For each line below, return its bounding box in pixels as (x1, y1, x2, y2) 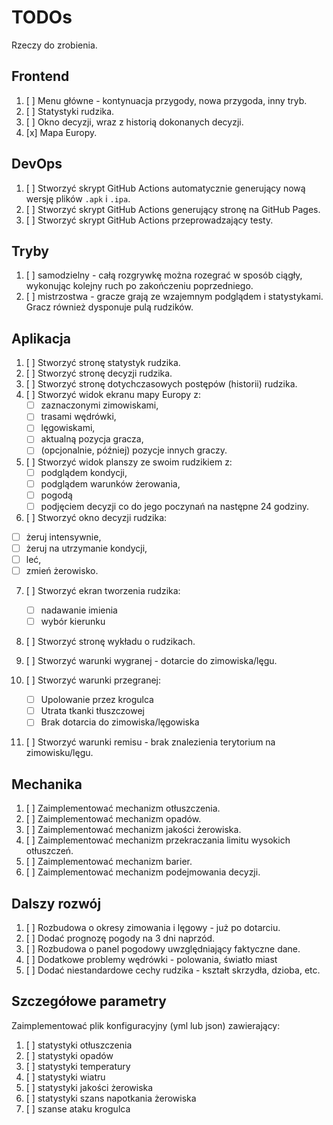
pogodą (40, 489, 73, 501)
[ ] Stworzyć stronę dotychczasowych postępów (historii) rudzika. (25, 378, 298, 390)
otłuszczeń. (25, 845, 74, 857)
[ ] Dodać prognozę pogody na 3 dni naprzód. (25, 932, 216, 944)
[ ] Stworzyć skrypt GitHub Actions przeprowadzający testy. (25, 214, 274, 226)
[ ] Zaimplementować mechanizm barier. (25, 856, 193, 868)
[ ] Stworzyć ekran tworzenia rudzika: (25, 585, 181, 596)
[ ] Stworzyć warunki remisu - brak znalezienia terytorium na (25, 736, 276, 748)
